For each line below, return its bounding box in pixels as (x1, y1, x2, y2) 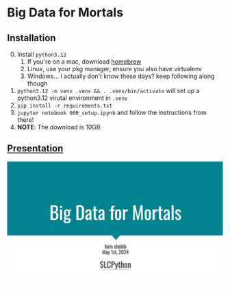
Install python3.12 (16, 50, 67, 58)
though (27, 79, 48, 87)
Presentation (7, 142, 64, 155)
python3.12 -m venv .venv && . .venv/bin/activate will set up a (16, 87, 200, 95)
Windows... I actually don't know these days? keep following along (27, 72, 215, 80)
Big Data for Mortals (7, 5, 124, 21)
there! (16, 116, 34, 124)
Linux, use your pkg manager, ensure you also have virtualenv (27, 65, 203, 73)
